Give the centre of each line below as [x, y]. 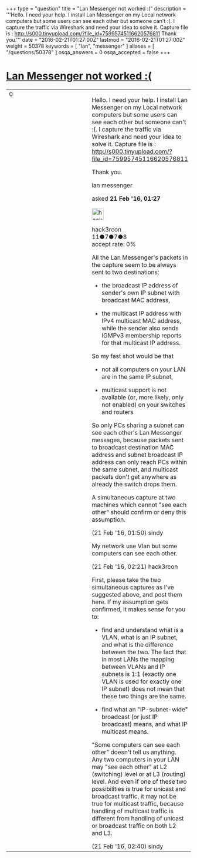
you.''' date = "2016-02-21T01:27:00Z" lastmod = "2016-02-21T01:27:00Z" [96, 40]
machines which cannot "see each [139, 505]
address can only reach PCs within [140, 462]
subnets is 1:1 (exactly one [139, 674]
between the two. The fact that [144, 652]
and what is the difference [138, 644]
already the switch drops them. [134, 484]
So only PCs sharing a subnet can [138, 425]
